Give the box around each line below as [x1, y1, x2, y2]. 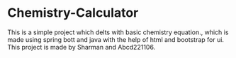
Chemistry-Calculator [7, 5, 139, 21]
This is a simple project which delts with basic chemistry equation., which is [7, 28, 229, 36]
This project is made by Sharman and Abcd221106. [7, 43, 156, 51]
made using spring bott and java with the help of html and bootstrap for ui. [7, 35, 225, 43]
